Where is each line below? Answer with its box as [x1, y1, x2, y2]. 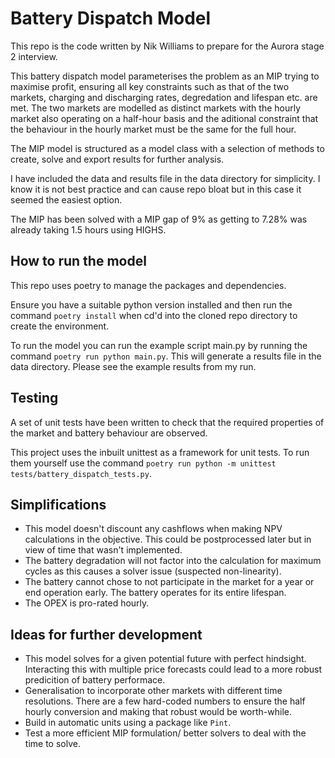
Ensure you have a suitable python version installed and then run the [10, 298, 293, 311]
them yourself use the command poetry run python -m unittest [10, 457, 277, 469]
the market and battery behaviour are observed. [10, 427, 208, 439]
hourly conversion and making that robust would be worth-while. [24, 706, 292, 718]
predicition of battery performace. [24, 674, 166, 686]
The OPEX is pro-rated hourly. [24, 597, 150, 609]
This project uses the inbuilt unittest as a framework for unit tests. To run [10, 446, 310, 458]
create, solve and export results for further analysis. [10, 153, 225, 165]
